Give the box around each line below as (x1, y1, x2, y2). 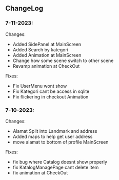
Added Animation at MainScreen (12, 52, 82, 58)
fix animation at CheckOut (12, 169, 68, 176)
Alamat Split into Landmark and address (12, 128, 97, 134)
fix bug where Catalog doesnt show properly (12, 158, 108, 165)
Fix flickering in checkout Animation (12, 93, 89, 99)
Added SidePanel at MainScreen (12, 41, 82, 47)
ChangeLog (5, 4, 44, 13)
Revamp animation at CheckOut (12, 63, 80, 69)
